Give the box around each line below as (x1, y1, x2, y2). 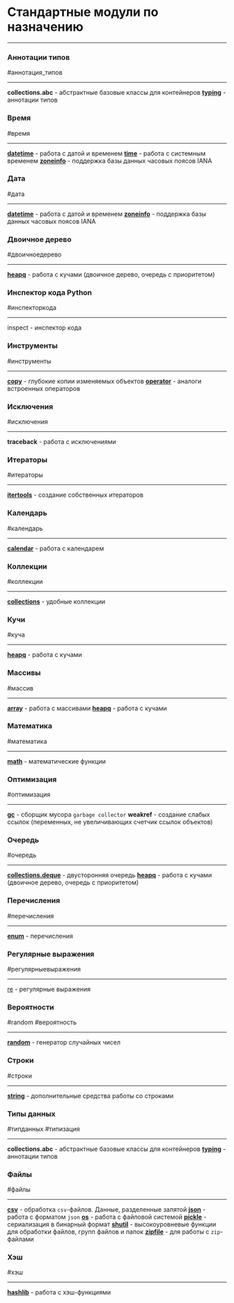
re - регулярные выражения (7, 985, 91, 993)
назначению (7, 19, 84, 35)
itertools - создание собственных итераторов (7, 491, 144, 499)
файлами (7, 1235, 34, 1244)
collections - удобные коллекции (7, 597, 106, 606)
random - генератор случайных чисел (7, 1038, 120, 1047)
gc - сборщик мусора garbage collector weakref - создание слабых (7, 810, 210, 819)
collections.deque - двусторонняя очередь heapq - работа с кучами (7, 871, 212, 879)
